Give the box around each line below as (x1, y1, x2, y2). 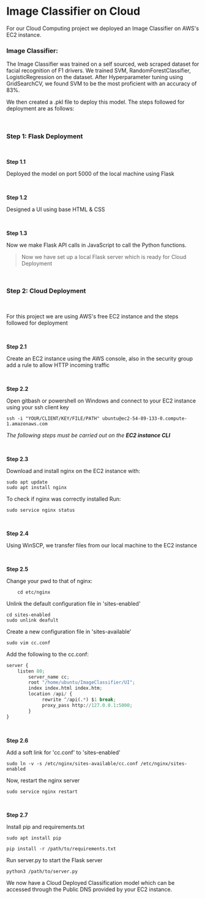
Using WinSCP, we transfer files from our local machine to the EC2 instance (6, 541, 198, 549)
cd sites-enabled (6, 612, 51, 618)
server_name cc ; (28, 674, 70, 680)
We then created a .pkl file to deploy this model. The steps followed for (6, 98, 185, 106)
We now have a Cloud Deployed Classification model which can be (6, 879, 175, 886)
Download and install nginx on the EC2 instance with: (6, 467, 141, 474)
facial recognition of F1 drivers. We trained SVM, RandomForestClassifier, (6, 67, 191, 74)
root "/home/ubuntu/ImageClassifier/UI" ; (28, 679, 136, 685)
